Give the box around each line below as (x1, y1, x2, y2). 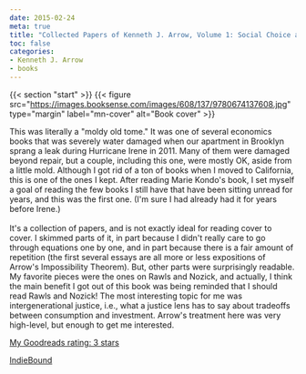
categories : (9, 47, 55, 56)
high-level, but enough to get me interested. (9, 319, 175, 330)
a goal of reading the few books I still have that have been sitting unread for (9, 184, 293, 195)
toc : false (9, 38, 51, 48)
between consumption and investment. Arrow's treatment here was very (9, 309, 281, 320)
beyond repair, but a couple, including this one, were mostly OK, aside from (9, 155, 292, 166)
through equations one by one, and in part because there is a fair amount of (9, 242, 294, 253)
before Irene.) (9, 203, 61, 214)
